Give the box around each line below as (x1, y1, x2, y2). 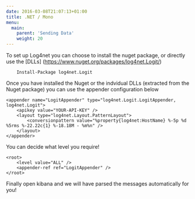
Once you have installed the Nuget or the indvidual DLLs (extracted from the (6, 80, 190, 87)
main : (11, 25, 25, 31)
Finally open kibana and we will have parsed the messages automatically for (6, 180, 189, 187)
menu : (6, 19, 19, 25)
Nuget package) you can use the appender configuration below (6, 86, 159, 92)
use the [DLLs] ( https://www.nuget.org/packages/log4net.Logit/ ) (6, 58, 162, 65)
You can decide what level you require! (6, 143, 100, 150)
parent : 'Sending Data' (16, 30, 75, 36)
